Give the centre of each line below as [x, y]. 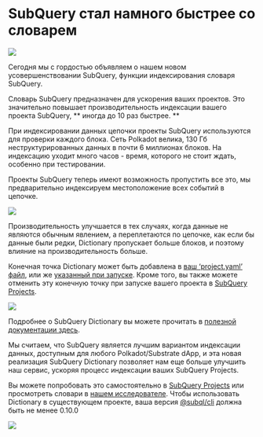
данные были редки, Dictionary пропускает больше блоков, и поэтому [126, 242]
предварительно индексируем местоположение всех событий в [117, 187]
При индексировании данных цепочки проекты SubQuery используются [130, 130]
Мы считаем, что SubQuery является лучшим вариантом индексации [124, 345]
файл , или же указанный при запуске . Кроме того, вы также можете [123, 274]
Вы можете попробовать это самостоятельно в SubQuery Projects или [126, 385]
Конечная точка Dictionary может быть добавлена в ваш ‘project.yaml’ [126, 266]
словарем [43, 30]
